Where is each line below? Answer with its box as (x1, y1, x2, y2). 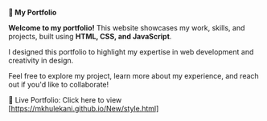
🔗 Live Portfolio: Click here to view (8, 95, 122, 104)
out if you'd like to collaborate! (8, 80, 109, 89)
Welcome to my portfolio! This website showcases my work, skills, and (8, 23, 245, 32)
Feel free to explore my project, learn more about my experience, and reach (8, 71, 259, 80)
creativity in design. (8, 56, 74, 65)
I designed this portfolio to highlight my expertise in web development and (8, 47, 254, 56)
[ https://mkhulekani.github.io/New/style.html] (8, 104, 159, 113)
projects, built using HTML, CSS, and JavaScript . (8, 32, 172, 41)
